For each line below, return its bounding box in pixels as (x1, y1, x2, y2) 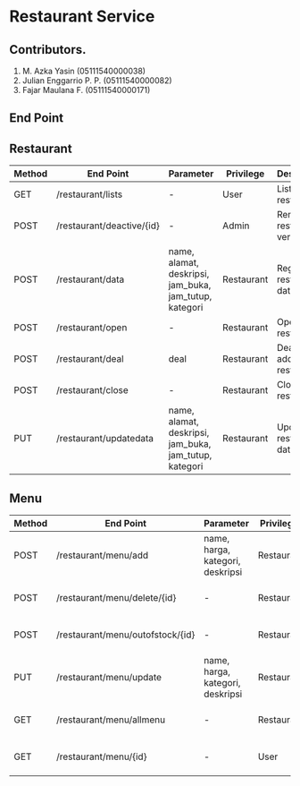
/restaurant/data (56, 273, 125, 286)
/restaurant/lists (56, 188, 123, 201)
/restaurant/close (56, 384, 129, 397)
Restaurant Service (9, 6, 155, 27)
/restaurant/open (56, 321, 128, 334)
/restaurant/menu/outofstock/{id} (56, 628, 196, 641)
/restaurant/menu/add (56, 549, 149, 561)
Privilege (226, 167, 265, 180)
